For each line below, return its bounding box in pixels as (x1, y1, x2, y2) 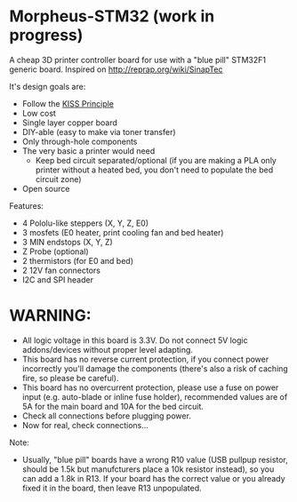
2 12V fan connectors (21, 265, 100, 275)
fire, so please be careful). (21, 372, 119, 383)
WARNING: (9, 306, 92, 326)
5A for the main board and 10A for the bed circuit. (21, 401, 205, 411)
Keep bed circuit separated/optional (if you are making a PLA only (35, 155, 277, 165)
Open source (21, 183, 70, 194)
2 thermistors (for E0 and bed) (21, 255, 133, 266)
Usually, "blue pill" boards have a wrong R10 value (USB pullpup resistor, (21, 454, 289, 465)
